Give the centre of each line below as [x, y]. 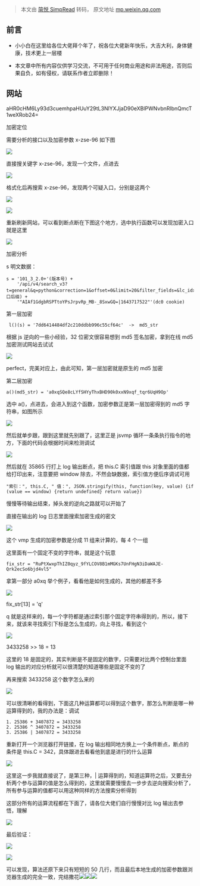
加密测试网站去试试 [30, 344]
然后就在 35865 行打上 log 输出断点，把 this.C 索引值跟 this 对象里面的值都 [98, 466]
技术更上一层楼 [44, 52]
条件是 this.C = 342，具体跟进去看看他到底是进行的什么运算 [79, 751]
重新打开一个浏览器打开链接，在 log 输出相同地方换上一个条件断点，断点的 [98, 744]
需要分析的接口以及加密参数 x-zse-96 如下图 [61, 140]
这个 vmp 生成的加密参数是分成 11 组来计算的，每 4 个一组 [77, 540]
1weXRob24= [22, 114]
